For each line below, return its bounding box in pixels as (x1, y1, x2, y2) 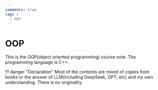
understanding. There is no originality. (5, 80, 83, 86)
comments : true (5, 7, 37, 12)
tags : (5, 12, 19, 17)
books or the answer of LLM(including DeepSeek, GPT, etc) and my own (5, 74, 153, 80)
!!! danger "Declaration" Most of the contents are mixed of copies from (5, 69, 150, 75)
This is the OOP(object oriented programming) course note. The (5, 54, 136, 60)
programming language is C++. (5, 59, 69, 65)
